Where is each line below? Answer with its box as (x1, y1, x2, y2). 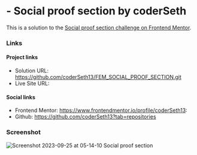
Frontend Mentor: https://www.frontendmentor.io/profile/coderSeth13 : (14, 107, 187, 114)
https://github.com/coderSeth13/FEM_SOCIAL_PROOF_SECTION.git (14, 74, 181, 81)
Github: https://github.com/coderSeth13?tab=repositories (14, 113, 157, 120)
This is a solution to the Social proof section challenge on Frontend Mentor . (6, 24, 192, 31)
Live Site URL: (14, 80, 50, 87)
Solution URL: (14, 67, 49, 74)
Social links (6, 93, 36, 101)
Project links (6, 54, 38, 61)
